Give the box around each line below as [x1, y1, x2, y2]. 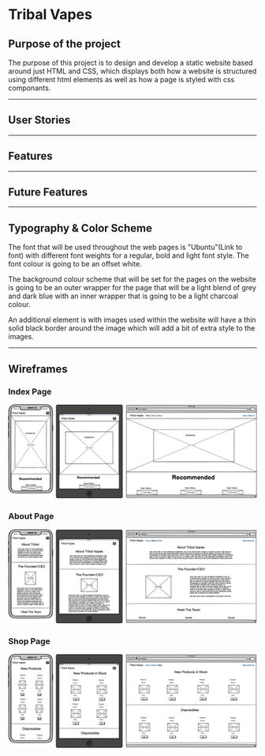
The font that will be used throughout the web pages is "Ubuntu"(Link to [8, 243, 243, 252]
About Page [8, 511, 54, 522]
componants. [8, 83, 51, 93]
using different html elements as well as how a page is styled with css [8, 75, 235, 84]
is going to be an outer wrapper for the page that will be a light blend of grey [8, 283, 256, 293]
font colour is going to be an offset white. [8, 259, 142, 269]
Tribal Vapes [8, 6, 93, 24]
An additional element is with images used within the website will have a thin [8, 315, 256, 325]
